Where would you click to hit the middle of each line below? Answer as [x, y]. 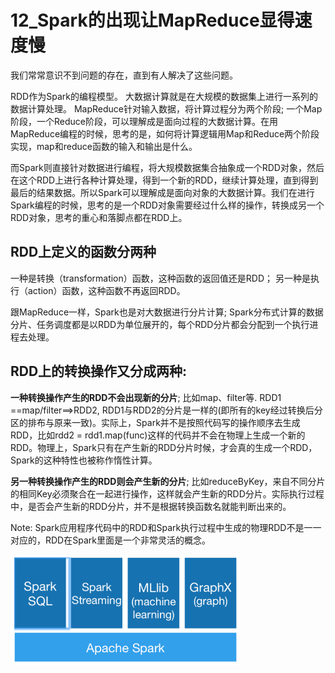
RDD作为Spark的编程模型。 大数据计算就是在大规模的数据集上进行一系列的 [164, 96]
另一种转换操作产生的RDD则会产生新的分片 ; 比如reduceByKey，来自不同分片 [168, 481]
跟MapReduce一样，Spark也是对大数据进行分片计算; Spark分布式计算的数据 [167, 312]
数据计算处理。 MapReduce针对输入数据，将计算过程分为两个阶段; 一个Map [166, 108]
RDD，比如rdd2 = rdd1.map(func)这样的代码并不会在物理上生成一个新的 [158, 435]
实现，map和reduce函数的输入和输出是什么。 [104, 146]
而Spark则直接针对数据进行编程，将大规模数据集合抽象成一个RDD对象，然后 [167, 167]
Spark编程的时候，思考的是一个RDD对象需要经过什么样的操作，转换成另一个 [167, 205]
